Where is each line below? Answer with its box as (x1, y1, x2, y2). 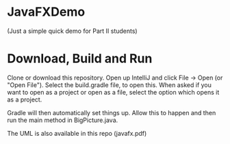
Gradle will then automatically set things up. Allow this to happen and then (7, 108, 216, 117)
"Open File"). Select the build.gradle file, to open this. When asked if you (7, 80, 212, 89)
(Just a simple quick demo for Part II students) (7, 27, 138, 35)
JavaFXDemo (7, 4, 86, 20)
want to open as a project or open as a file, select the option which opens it (7, 88, 220, 96)
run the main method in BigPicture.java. (7, 116, 118, 124)
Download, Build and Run (7, 51, 153, 67)
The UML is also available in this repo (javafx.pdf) (7, 129, 147, 137)
